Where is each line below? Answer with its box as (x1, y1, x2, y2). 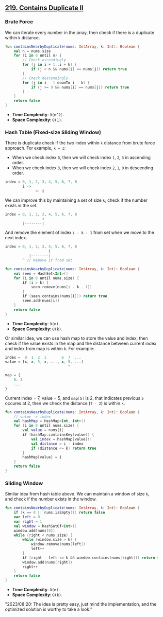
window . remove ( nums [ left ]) (31, 542, 86, 546)
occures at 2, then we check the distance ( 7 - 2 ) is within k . (5, 400, 125, 406)
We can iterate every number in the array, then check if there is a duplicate (5, 29, 155, 35)
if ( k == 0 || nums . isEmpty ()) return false (14, 510, 105, 515)
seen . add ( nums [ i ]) (22, 299, 60, 303)
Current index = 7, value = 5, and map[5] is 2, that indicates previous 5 (5, 395, 144, 401)
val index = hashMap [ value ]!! (31, 437, 92, 441)
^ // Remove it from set (22, 258, 73, 263)
